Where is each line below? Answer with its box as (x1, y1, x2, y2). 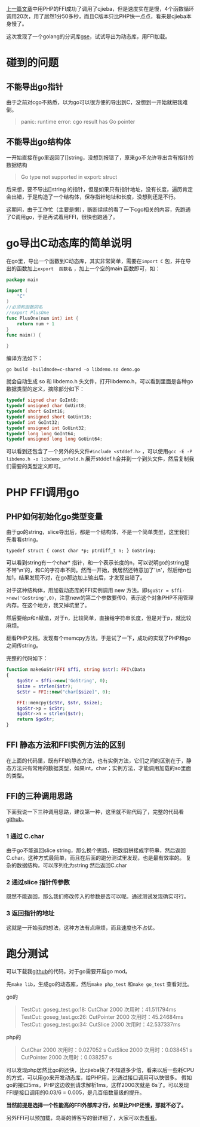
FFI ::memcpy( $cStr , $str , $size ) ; (17, 700, 103, 705)
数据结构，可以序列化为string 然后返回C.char (16, 862, 127, 869)
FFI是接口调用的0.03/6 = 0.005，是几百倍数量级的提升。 (6, 1089, 145, 1096)
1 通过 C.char (6, 832, 45, 840)
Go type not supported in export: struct (20, 173, 118, 181)
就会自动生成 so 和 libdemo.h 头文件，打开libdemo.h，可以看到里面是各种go (6, 378, 193, 385)
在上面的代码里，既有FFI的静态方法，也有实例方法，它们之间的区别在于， (6, 757, 187, 764)
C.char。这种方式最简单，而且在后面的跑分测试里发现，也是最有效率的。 (6, 854, 185, 861)
